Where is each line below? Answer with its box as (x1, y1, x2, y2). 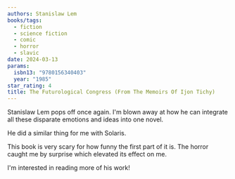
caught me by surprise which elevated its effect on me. (7, 150, 167, 159)
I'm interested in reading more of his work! (7, 164, 130, 172)
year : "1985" (13, 75, 52, 83)
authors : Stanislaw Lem (7, 10, 77, 18)
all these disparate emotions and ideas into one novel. (7, 115, 164, 124)
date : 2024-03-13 (7, 56, 58, 63)
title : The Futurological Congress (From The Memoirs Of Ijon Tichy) (7, 88, 216, 95)
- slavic (13, 50, 39, 57)
